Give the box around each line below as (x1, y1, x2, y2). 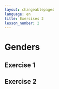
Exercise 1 (4, 61, 36, 69)
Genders (4, 42, 40, 53)
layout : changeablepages (4, 7, 55, 12)
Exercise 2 (4, 77, 37, 86)
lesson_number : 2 (4, 20, 40, 26)
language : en (4, 12, 31, 17)
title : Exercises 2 (4, 16, 44, 21)
